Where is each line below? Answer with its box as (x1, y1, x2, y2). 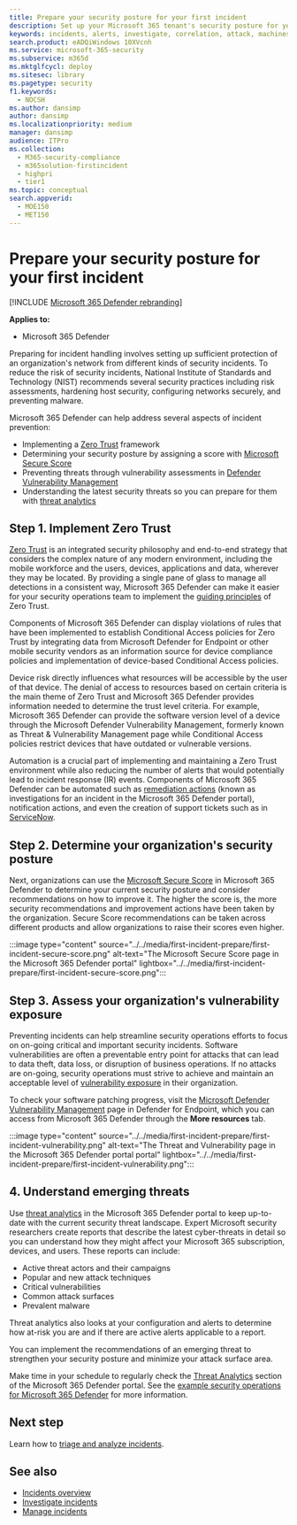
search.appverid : (9, 194, 73, 204)
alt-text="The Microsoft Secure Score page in (112, 949, 279, 959)
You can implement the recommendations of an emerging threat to (9, 1344, 252, 1354)
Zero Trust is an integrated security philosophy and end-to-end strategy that (9, 544, 288, 555)
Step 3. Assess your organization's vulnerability (9, 993, 280, 1008)
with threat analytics (21, 495, 96, 505)
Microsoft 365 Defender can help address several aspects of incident (9, 412, 263, 423)
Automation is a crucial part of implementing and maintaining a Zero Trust (9, 756, 278, 766)
